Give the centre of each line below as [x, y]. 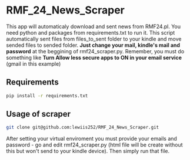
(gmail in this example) [34, 64]
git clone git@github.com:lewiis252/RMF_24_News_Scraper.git [83, 127]
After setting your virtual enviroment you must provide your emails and [92, 139]
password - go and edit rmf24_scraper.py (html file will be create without [95, 145]
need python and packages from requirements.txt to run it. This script [91, 32]
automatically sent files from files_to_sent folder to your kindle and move [94, 39]
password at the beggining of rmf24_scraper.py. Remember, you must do [95, 51]
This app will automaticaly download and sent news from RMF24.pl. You [94, 26]
